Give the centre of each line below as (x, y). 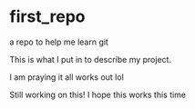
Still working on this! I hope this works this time (98, 94)
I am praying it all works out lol (67, 77)
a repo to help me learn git (59, 42)
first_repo (47, 17)
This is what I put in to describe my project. (90, 59)
